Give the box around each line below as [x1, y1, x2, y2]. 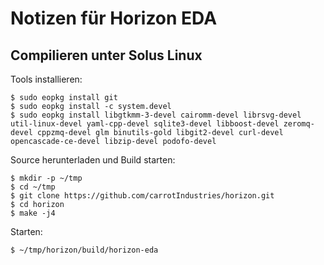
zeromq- [283, 119, 315, 129]
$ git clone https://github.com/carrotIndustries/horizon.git [10, 191, 275, 201]
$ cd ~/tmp [10, 182, 56, 192]
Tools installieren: [10, 73, 83, 85]
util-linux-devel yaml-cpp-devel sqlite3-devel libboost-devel [10, 119, 280, 129]
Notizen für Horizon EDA [10, 7, 218, 30]
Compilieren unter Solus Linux [10, 47, 203, 64]
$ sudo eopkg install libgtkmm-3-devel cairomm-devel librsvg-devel [10, 110, 302, 120]
